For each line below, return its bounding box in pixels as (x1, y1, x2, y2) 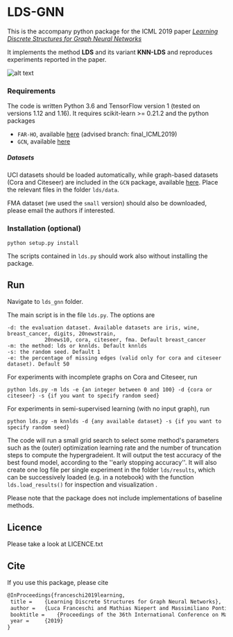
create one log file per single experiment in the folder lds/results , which (7, 466, 216, 474)
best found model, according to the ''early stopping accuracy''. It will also (7, 459, 217, 467)
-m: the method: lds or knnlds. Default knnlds (7, 343, 148, 350)
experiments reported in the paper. (7, 55, 107, 63)
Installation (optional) (7, 223, 81, 233)
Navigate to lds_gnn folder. (7, 298, 84, 306)
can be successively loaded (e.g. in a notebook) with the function (7, 473, 194, 482)
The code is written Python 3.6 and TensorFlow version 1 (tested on (7, 102, 200, 110)
